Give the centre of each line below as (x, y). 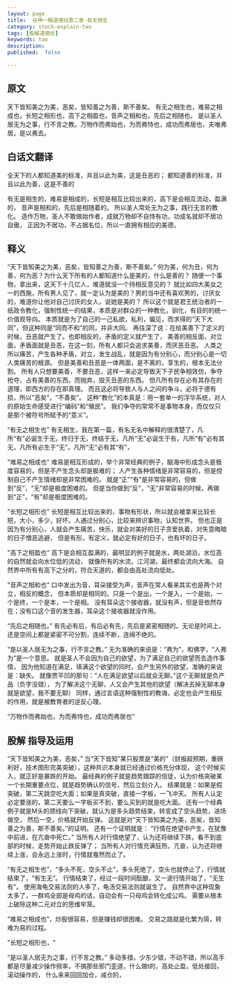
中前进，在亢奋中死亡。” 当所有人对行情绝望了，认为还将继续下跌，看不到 (112, 837)
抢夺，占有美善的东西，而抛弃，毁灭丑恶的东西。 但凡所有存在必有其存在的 (115, 380)
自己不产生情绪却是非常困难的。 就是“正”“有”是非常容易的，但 (102, 480)
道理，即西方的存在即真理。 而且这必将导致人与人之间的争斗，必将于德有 (112, 389)
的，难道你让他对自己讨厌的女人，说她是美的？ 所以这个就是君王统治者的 (112, 302)
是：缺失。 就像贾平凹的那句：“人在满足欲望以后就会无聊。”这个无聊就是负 (113, 675)
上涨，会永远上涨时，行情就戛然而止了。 (71, 855)
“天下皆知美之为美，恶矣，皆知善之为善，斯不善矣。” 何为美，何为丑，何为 (113, 267)
